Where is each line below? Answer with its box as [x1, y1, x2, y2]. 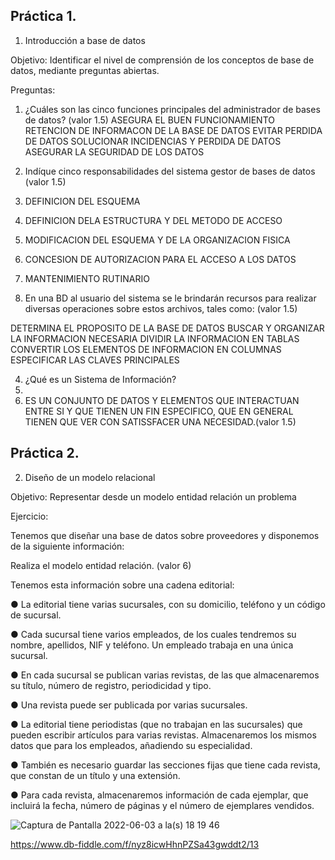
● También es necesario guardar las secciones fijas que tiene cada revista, [10, 759, 321, 771]
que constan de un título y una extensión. [10, 769, 181, 781]
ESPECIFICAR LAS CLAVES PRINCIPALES [10, 354, 180, 366]
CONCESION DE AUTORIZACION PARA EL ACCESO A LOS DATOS [24, 253, 297, 265]
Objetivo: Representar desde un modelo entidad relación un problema [10, 490, 297, 503]
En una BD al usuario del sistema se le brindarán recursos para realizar [24, 292, 317, 304]
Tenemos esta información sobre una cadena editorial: [10, 579, 235, 591]
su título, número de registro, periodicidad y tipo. [10, 679, 212, 691]
